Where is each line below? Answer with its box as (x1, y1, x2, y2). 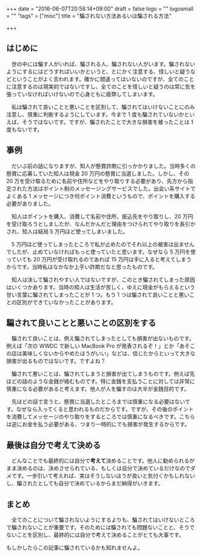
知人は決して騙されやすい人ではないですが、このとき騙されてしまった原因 (11, 276, 195, 283)
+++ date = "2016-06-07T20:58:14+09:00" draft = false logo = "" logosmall (6, 5, 194, 12)
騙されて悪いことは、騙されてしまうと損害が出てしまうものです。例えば (11, 370, 190, 378)
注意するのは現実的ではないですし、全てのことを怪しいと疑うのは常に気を (11, 82, 196, 90)
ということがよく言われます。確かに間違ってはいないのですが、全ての (11, 75, 184, 82)
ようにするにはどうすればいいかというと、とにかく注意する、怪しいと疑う (6, 67, 191, 75)
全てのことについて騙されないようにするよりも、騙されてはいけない (11, 516, 180, 523)
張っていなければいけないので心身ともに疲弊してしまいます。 (6, 90, 158, 98)
